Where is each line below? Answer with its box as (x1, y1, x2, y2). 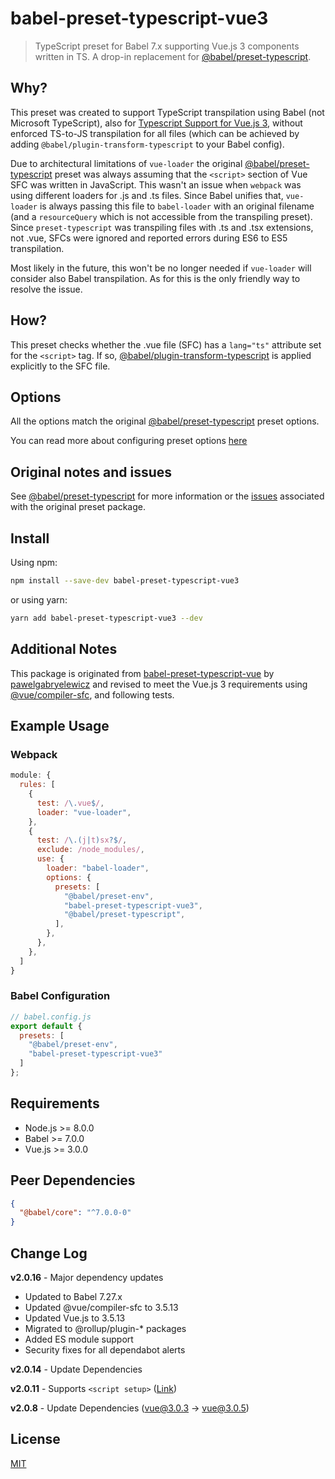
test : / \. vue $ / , (36, 798, 105, 808)
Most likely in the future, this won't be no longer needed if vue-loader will (10, 262, 312, 274)
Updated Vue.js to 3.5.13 (24, 1312, 126, 1324)
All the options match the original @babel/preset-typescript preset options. (10, 415, 320, 427)
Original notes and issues (10, 463, 173, 481)
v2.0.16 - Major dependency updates (10, 1271, 164, 1283)
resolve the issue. (10, 283, 83, 295)
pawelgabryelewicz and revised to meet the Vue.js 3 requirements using (10, 678, 308, 690)
